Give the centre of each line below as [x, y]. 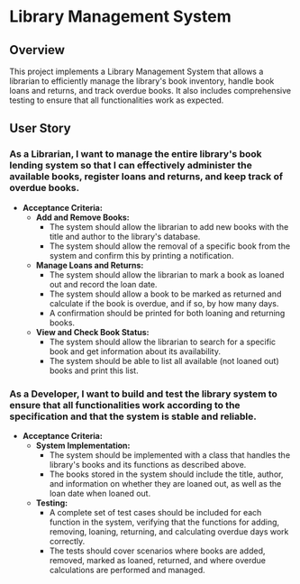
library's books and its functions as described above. [148, 464]
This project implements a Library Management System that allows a [136, 71]
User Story [40, 128]
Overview [37, 50]
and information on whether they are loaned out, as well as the [165, 483]
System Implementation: [83, 445]
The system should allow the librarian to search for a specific [163, 342]
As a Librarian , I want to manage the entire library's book [136, 154]
